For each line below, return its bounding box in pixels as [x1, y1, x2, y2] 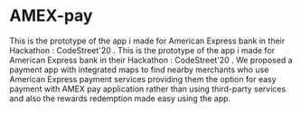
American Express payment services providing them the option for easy [9, 73, 277, 84]
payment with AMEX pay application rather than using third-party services [9, 83, 287, 94]
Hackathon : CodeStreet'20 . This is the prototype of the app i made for [9, 44, 276, 55]
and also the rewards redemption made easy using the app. [9, 92, 231, 104]
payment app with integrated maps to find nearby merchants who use [9, 64, 269, 75]
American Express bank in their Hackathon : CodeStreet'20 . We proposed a [9, 54, 293, 65]
